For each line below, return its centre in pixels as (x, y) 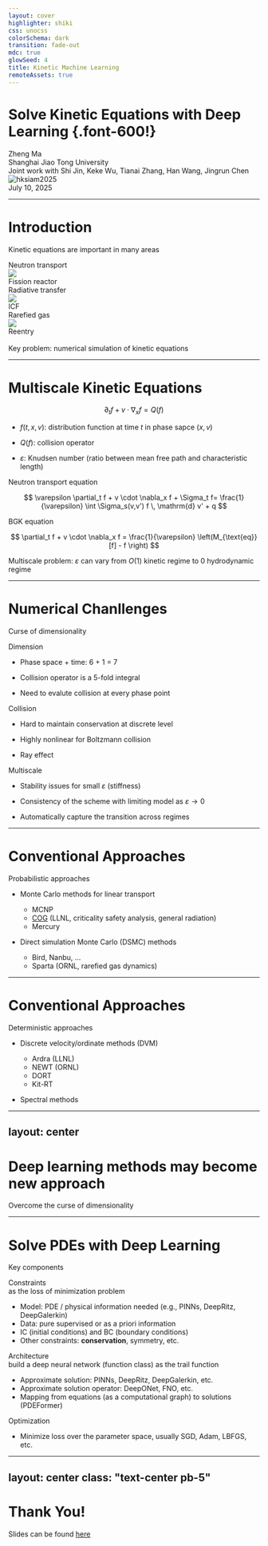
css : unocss (28, 30)
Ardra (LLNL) (53, 1059)
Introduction (50, 227)
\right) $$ (144, 546)
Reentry (21, 331)
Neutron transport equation (53, 482)
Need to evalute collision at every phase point (95, 693)
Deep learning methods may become (133, 1166)
